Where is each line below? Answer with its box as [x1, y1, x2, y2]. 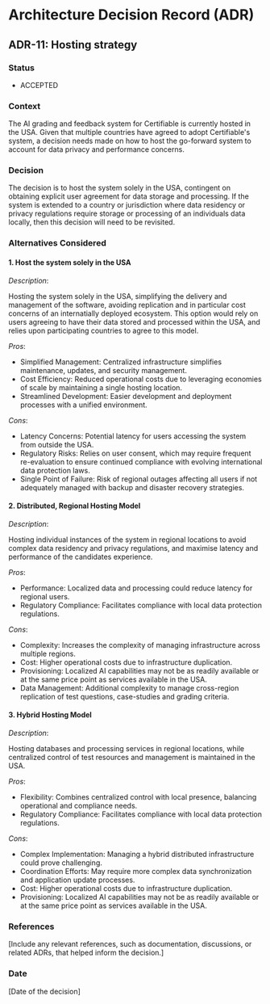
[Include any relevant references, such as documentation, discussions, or [8, 939, 252, 949]
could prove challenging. [19, 858, 103, 867]
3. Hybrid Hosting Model [8, 710, 93, 720]
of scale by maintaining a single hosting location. [19, 382, 183, 393]
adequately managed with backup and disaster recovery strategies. [19, 482, 244, 492]
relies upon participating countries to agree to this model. [8, 326, 199, 335]
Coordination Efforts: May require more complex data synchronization [19, 867, 252, 876]
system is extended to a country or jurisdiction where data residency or [8, 200, 246, 210]
